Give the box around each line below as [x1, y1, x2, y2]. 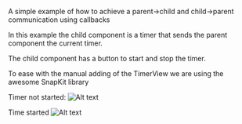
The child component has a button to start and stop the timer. [8, 54, 206, 63]
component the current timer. [8, 38, 103, 48]
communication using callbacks [8, 15, 110, 24]
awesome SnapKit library [8, 78, 89, 86]
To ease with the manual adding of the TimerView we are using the [8, 69, 224, 78]
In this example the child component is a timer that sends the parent [8, 31, 228, 39]
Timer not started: [8, 93, 67, 101]
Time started [8, 108, 49, 117]
